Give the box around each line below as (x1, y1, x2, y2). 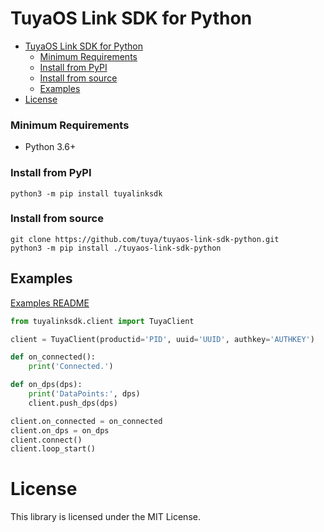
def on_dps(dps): (10, 380, 83, 390)
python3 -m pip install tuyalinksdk (10, 188, 163, 199)
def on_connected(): (10, 352, 97, 362)
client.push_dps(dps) (28, 398, 118, 408)
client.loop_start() (10, 444, 97, 454)
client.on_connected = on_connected (10, 416, 163, 426)
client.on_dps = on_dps (10, 425, 110, 436)
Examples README (10, 297, 90, 309)
